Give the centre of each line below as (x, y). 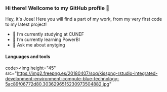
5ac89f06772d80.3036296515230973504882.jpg (57, 84)
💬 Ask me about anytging (39, 45)
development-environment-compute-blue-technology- (62, 78)
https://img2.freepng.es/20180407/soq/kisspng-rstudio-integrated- (87, 73)
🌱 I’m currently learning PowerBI (46, 39)
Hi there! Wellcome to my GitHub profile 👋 (57, 8)
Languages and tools (28, 56)
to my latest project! (26, 24)
